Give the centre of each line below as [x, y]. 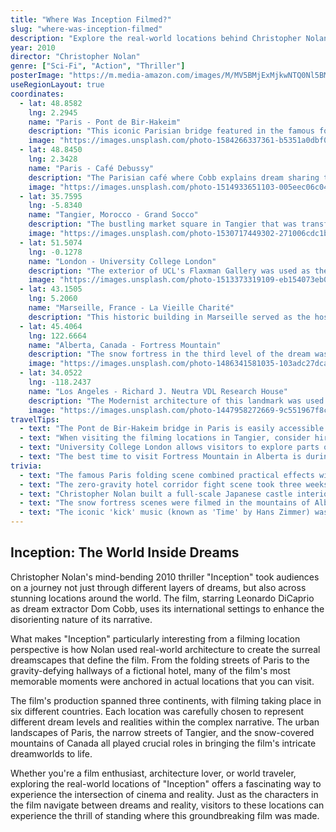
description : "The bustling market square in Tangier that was [163, 224]
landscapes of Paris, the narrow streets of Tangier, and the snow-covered [162, 732]
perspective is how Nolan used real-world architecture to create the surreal [165, 649]
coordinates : [37, 94]
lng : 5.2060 [53, 299]
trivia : [26, 466]
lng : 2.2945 [53, 112]
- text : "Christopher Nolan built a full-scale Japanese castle [156, 494]
